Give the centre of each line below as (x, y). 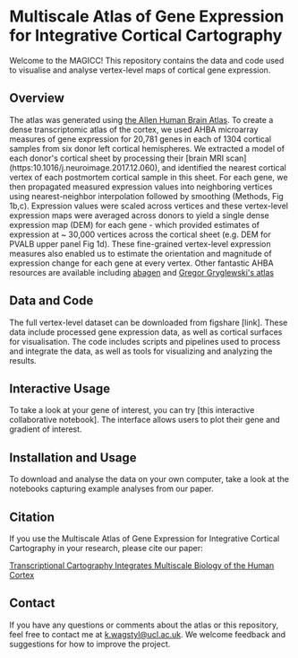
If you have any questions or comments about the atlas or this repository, (144, 625)
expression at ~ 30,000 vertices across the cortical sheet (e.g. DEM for (140, 234)
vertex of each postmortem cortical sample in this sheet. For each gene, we (149, 177)
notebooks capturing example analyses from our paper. (111, 489)
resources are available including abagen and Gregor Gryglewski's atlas (142, 272)
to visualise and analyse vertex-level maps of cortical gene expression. (140, 70)
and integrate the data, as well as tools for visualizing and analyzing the (141, 351)
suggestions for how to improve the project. (90, 644)
